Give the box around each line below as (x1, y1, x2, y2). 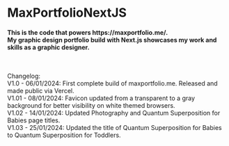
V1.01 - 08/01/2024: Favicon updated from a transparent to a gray (7, 94, 196, 102)
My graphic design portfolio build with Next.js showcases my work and (7, 35, 217, 44)
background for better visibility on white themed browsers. (7, 102, 175, 110)
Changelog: (7, 72, 40, 81)
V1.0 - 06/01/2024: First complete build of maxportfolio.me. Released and (7, 79, 218, 88)
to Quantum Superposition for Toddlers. (7, 131, 121, 140)
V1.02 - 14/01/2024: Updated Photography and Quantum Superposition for (7, 109, 221, 117)
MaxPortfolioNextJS (7, 5, 127, 21)
